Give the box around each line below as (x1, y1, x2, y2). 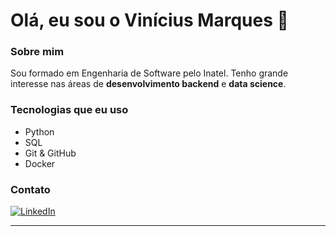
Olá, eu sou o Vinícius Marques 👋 (10, 9, 289, 32)
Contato (10, 182, 51, 196)
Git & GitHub (24, 147, 77, 159)
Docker (24, 157, 56, 169)
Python (24, 125, 55, 138)
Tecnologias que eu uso (10, 103, 129, 117)
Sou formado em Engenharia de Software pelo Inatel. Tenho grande (10, 67, 289, 79)
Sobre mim (10, 45, 65, 59)
